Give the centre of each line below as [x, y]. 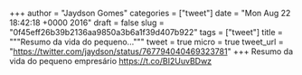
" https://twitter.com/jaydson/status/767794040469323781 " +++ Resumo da [151, 52]
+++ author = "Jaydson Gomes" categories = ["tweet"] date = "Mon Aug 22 [150, 13]
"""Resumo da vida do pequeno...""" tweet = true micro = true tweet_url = [146, 42]
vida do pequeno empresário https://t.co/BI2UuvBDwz [111, 61]
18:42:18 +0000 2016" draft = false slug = [87, 23]
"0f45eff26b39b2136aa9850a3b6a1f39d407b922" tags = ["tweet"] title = [146, 32]
